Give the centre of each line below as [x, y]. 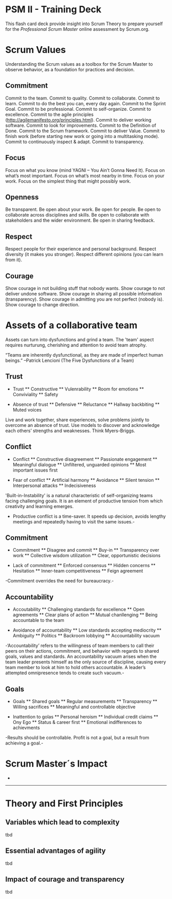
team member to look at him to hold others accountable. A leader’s [76, 668]
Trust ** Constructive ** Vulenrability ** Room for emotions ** [78, 389]
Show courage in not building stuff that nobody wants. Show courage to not [85, 288]
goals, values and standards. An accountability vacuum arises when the [81, 657]
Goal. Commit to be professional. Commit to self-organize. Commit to [78, 109]
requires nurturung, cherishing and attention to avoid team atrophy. [76, 345]
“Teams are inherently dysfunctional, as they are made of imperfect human [84, 355]
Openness [22, 197]
